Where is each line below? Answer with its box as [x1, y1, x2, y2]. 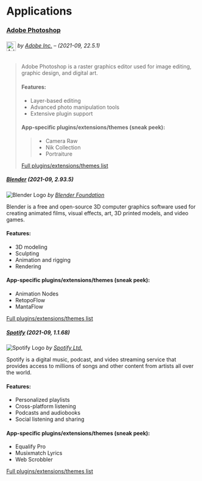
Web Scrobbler [15, 456, 53, 463]
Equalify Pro [15, 443, 46, 451]
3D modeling [15, 243, 47, 251]
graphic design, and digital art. [21, 69, 99, 77]
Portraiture [45, 150, 73, 157]
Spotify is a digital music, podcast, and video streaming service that [6, 356, 176, 363]
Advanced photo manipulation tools [30, 103, 120, 111]
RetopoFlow [15, 297, 46, 304]
